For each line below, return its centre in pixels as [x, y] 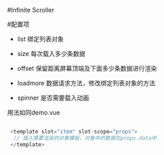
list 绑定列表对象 [40, 39]
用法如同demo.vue [34, 112]
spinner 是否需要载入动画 [53, 98]
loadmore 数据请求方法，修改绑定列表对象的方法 [86, 83]
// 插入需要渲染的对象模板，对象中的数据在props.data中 [85, 138]
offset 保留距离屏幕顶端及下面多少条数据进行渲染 [87, 68]
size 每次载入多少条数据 [51, 54]
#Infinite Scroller [31, 10]
